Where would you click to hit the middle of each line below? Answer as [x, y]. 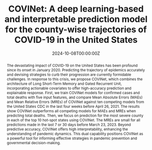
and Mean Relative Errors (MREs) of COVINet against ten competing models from [75, 102]
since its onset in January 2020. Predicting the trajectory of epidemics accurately [76, 70]
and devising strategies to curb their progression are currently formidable [69, 75]
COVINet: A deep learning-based [76, 9]
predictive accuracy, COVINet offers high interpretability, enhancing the [67, 129]
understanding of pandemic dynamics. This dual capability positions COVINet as [75, 134]
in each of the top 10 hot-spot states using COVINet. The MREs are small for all [74, 120]
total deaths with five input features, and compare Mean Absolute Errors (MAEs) [75, 97]
